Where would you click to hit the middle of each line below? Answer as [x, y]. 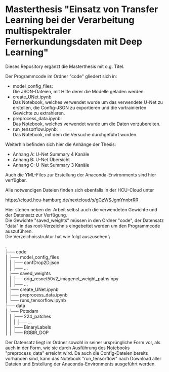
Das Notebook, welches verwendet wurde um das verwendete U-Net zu [88, 102]
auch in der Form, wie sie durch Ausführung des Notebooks [68, 348]
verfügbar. [16, 180]
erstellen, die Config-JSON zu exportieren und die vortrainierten [79, 107]
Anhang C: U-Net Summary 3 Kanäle [51, 165]
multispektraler [38, 31]
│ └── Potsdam [22, 311]
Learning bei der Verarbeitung [70, 20]
